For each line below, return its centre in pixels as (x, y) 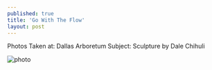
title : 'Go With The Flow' (46, 20)
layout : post (26, 26)
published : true (30, 14)
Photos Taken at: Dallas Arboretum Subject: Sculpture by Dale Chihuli (106, 46)
